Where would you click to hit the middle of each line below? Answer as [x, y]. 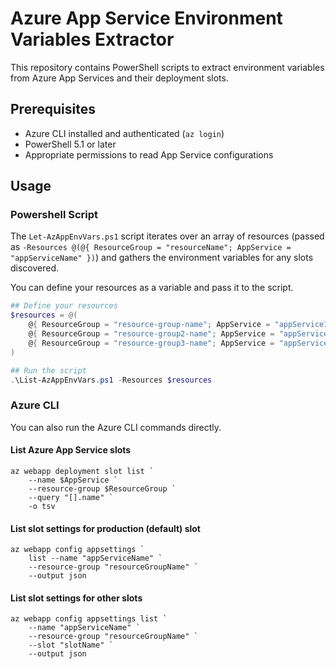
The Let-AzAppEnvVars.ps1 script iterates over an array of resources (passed [167, 236]
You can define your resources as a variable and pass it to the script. [152, 288]
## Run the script [48, 370]
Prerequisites [53, 109]
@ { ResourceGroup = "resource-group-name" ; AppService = [149, 325]
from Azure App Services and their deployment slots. [119, 78]
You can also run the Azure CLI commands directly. [116, 427]
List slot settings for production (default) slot [105, 528]
